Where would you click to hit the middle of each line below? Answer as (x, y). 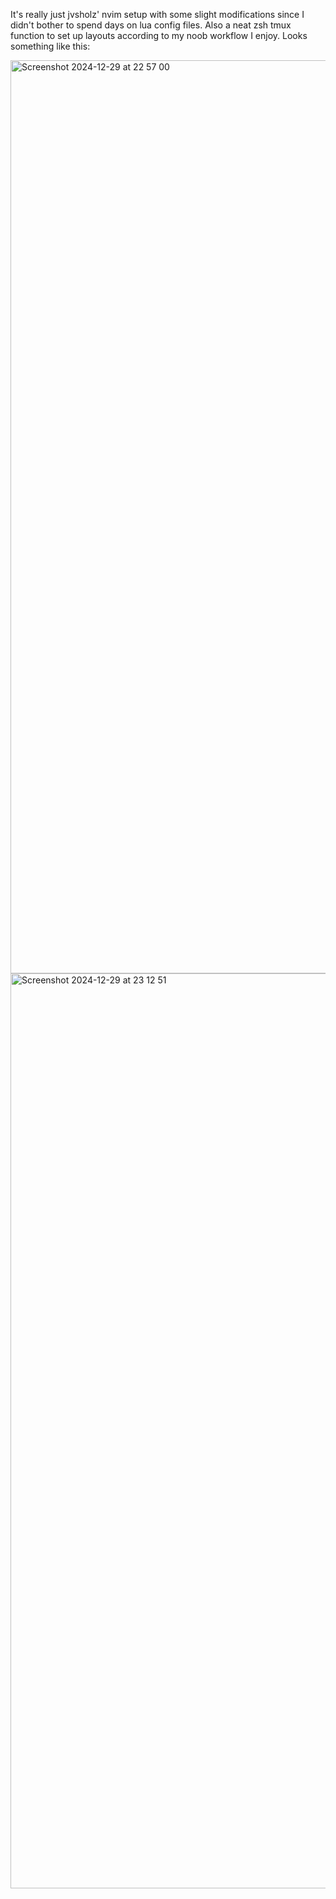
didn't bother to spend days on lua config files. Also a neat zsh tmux (151, 25)
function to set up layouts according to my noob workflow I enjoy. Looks (159, 35)
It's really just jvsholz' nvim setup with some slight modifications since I (157, 14)
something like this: (50, 46)
